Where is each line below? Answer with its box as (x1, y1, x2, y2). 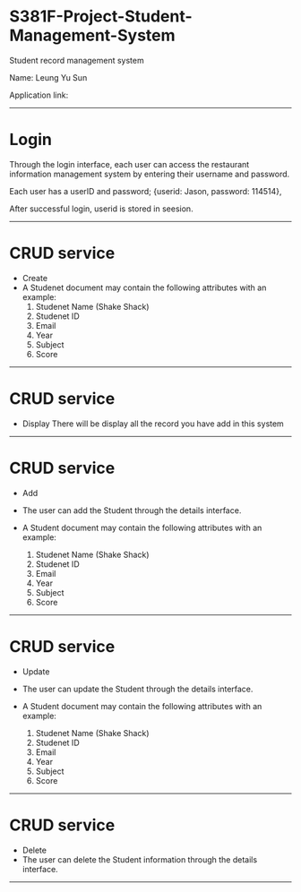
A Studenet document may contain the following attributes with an (21, 282, 267, 293)
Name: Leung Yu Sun (9, 72, 88, 82)
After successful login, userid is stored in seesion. (9, 203, 194, 214)
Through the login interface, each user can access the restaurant (9, 159, 250, 169)
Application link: (9, 90, 69, 100)
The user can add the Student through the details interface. (21, 504, 242, 516)
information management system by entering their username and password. (9, 168, 290, 179)
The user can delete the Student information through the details (21, 853, 258, 865)
